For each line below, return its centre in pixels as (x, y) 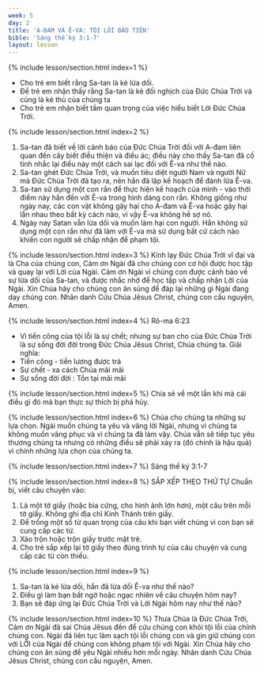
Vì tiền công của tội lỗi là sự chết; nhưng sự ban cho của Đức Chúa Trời (136, 336)
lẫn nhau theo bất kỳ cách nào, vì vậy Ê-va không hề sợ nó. (116, 215)
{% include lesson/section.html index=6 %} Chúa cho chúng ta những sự (127, 417)
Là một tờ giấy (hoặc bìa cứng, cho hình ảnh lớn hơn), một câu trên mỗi (135, 506)
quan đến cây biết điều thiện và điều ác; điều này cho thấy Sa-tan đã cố (137, 156)
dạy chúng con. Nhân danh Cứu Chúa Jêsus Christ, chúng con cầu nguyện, (131, 297)
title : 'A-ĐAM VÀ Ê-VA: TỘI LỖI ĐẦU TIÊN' (79, 30)
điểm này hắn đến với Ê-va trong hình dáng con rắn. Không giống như (133, 198)
